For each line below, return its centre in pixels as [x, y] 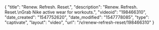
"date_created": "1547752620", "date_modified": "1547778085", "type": [77, 17]
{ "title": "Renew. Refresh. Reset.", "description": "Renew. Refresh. [71, 7]
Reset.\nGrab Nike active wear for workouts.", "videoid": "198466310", [76, 12]
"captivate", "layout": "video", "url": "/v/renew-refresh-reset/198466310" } [79, 22]
